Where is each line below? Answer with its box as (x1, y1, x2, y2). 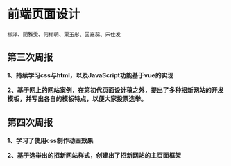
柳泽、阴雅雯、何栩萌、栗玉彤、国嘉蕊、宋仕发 (7, 30, 121, 38)
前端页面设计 (7, 6, 81, 22)
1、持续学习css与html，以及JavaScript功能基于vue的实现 (7, 71, 174, 80)
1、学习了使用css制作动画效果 (7, 136, 94, 145)
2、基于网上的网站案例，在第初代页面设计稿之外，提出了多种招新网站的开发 (7, 86, 224, 94)
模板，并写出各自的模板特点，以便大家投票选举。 (7, 94, 147, 102)
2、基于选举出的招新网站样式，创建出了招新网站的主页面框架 (7, 151, 182, 159)
